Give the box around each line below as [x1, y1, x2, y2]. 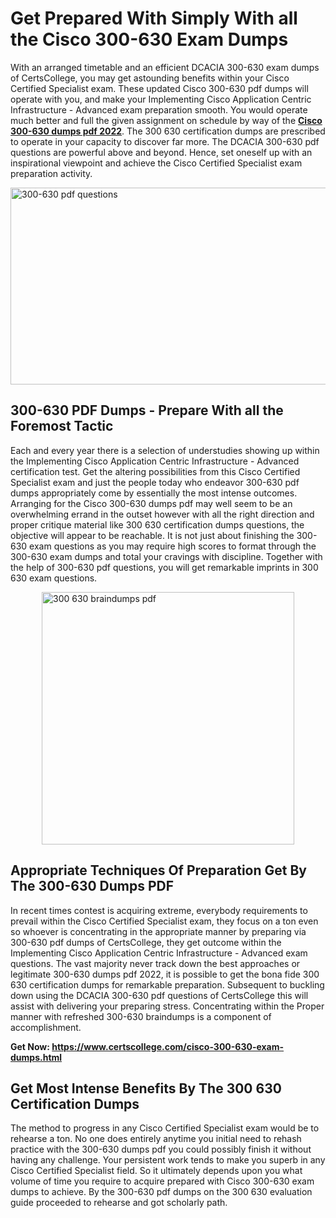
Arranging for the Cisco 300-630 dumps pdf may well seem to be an [10, 497, 293, 509]
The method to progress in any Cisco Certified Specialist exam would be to [10, 1122, 320, 1134]
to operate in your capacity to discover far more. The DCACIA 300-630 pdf [10, 135, 320, 147]
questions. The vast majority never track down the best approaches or [10, 957, 301, 969]
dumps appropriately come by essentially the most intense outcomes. [10, 487, 298, 499]
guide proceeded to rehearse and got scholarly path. [10, 1197, 228, 1209]
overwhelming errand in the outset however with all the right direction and [10, 508, 315, 520]
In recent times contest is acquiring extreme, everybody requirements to [10, 904, 308, 916]
